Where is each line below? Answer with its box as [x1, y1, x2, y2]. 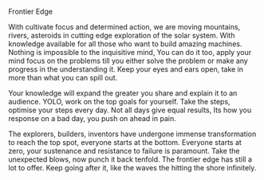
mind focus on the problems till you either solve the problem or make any [8, 56, 249, 65]
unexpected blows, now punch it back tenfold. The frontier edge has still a [8, 155, 253, 164]
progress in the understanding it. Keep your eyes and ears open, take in [8, 65, 244, 74]
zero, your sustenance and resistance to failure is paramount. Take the [8, 147, 240, 155]
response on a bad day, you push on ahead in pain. [8, 114, 177, 123]
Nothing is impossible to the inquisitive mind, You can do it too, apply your [8, 48, 252, 57]
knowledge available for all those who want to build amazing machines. [8, 39, 242, 49]
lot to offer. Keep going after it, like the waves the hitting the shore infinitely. [8, 163, 257, 172]
